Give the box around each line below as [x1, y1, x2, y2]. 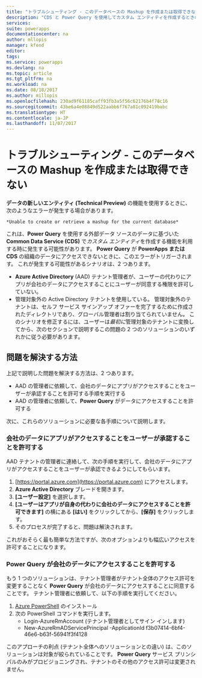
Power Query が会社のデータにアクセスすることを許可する [6, 560, 176, 569]
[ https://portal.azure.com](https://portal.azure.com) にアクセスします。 [14, 478, 191, 486]
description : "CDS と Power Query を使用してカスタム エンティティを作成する [6, 14, 186, 20]
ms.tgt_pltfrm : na [6, 76, 52, 82]
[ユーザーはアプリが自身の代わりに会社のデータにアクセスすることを [14, 501, 186, 508]
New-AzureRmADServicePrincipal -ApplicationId [23, 625, 145, 632]
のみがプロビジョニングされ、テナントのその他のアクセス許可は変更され [16, 658, 196, 665]
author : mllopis [6, 37, 47, 43]
